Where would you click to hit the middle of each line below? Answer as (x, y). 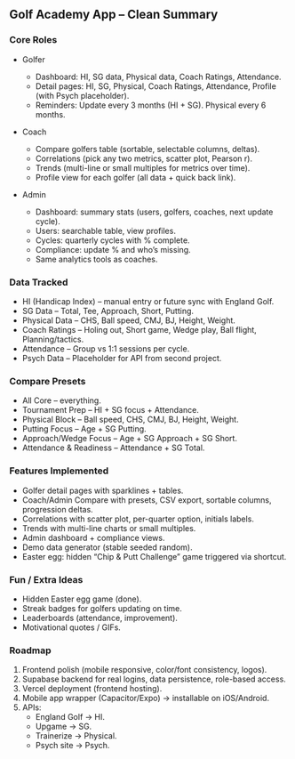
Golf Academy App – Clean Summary (114, 15)
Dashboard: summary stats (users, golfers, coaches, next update (154, 212)
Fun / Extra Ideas (46, 579)
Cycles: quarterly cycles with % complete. (112, 240)
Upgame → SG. (64, 727)
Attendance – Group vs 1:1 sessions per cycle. (106, 348)
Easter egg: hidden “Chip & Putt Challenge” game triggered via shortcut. (154, 556)
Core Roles (33, 40)
